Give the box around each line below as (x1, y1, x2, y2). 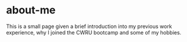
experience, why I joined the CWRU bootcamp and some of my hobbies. (6, 29, 182, 36)
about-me (6, 3, 56, 17)
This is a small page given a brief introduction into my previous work (6, 23, 172, 30)
